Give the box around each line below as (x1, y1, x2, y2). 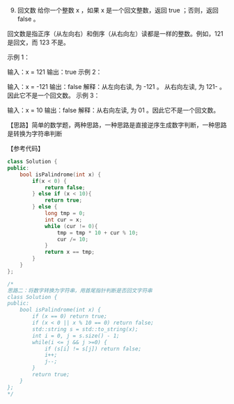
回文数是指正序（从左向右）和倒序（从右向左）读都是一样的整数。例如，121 (7, 30, 224, 38)
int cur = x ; (44, 216, 82, 223)
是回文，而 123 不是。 (7, 38, 70, 47)
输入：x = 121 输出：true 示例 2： (7, 68, 102, 76)
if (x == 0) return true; (32, 313, 108, 320)
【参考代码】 (7, 145, 44, 152)
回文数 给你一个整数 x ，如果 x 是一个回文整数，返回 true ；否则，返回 (17, 6, 219, 14)
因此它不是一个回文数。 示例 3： (7, 91, 100, 99)
